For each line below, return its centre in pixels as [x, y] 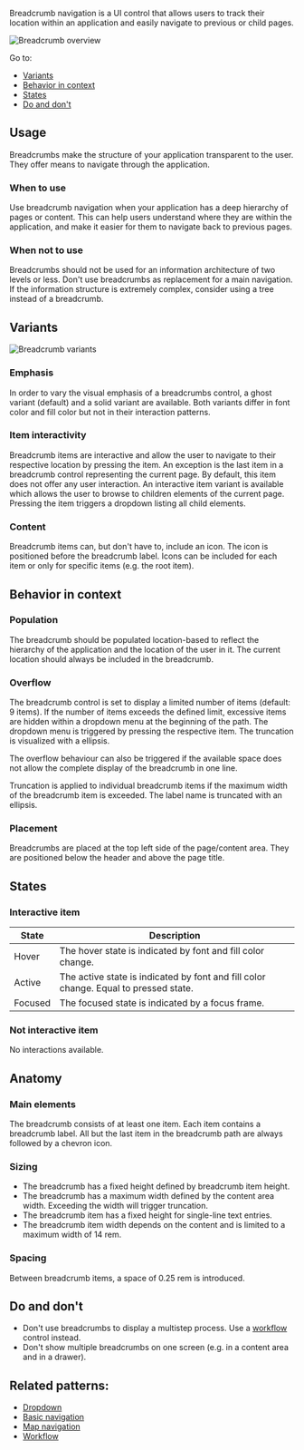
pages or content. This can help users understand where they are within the [151, 218]
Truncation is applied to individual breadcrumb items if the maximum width [148, 786]
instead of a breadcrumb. [57, 299]
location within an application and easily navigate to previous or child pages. [152, 23]
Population [34, 620]
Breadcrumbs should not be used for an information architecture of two [142, 270]
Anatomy [36, 1078]
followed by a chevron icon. [61, 1143]
